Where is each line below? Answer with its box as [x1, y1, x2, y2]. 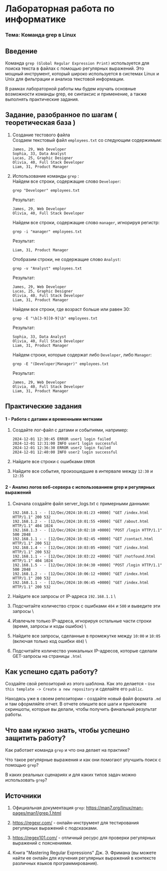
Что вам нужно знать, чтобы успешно [5, 726, 130, 734]
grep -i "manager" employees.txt [12, 229, 82, 234]
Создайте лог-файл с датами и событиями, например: [12, 427, 129, 433]
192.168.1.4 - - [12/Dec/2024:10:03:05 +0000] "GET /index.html [12, 545, 149, 550]
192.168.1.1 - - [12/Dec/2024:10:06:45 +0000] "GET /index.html [12, 580, 149, 585]
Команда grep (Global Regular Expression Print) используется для [5, 60, 150, 66]
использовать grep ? [5, 777, 47, 783]
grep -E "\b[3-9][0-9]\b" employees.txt [12, 315, 98, 321]
